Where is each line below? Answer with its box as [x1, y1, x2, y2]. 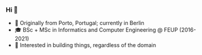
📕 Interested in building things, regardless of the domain [14, 42, 157, 49]
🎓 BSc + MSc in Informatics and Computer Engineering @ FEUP [14, 26, 178, 34]
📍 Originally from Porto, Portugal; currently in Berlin [14, 20, 144, 27]
